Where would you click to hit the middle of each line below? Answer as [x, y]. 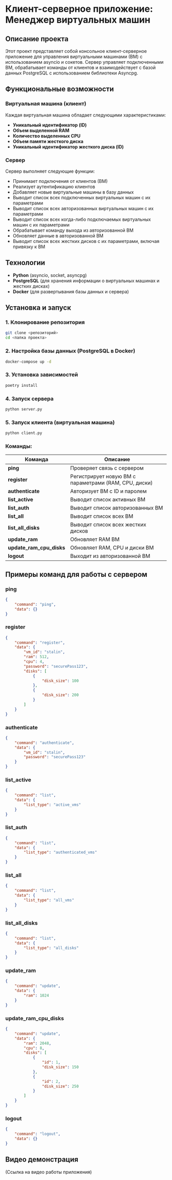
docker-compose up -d [28, 362]
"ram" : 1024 [37, 996]
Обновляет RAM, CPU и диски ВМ [112, 548]
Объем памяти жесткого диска [48, 141]
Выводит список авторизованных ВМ [116, 508]
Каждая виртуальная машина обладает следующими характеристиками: [86, 115]
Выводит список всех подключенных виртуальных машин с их [82, 197]
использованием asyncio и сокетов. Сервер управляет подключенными [84, 62]
